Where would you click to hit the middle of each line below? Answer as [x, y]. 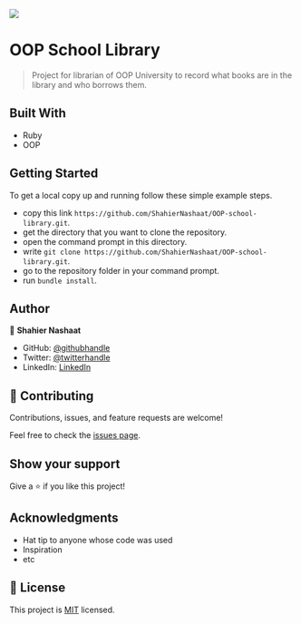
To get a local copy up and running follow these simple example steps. [141, 195]
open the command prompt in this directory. [105, 241]
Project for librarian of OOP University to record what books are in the [162, 75]
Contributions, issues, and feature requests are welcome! [117, 418]
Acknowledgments [64, 518]
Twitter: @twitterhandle [66, 357]
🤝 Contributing [52, 396]
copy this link [47, 212]
